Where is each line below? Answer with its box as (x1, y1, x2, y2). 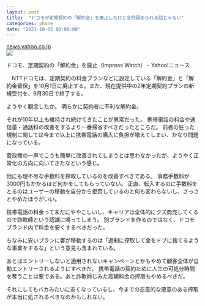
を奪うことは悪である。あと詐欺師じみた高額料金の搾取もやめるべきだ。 (6, 273, 188, 280)
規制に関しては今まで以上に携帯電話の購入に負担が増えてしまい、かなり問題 (6, 131, 199, 138)
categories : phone (6, 20, 53, 26)
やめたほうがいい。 (11, 195, 60, 203)
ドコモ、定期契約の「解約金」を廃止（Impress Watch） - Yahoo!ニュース (6, 62, 190, 69)
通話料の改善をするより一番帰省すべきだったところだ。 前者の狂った (22, 124, 195, 131)
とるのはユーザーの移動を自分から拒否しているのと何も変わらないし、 (6, 188, 184, 195)
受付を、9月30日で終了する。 (11, 90, 87, 97)
